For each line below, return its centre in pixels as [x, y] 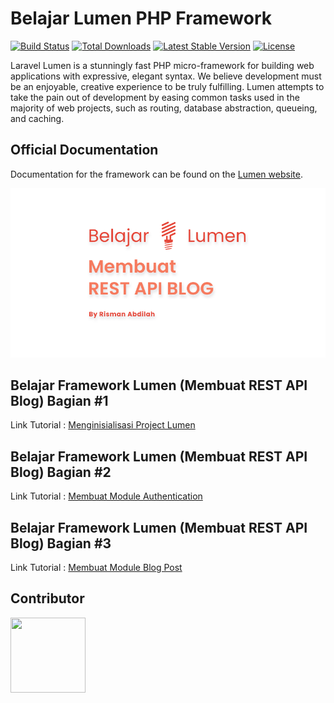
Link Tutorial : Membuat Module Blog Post [96, 568]
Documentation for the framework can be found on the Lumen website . [156, 174]
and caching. [37, 118]
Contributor [47, 598]
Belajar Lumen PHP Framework [141, 18]
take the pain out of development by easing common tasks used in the [155, 97]
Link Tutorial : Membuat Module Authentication [106, 496]
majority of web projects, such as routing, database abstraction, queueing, [164, 108]
